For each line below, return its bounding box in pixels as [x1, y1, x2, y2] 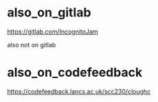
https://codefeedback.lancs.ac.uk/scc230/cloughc [7, 87, 151, 95]
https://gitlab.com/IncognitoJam [7, 27, 98, 36]
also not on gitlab [7, 40, 56, 49]
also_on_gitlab [7, 5, 91, 21]
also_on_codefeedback [7, 65, 143, 80]
